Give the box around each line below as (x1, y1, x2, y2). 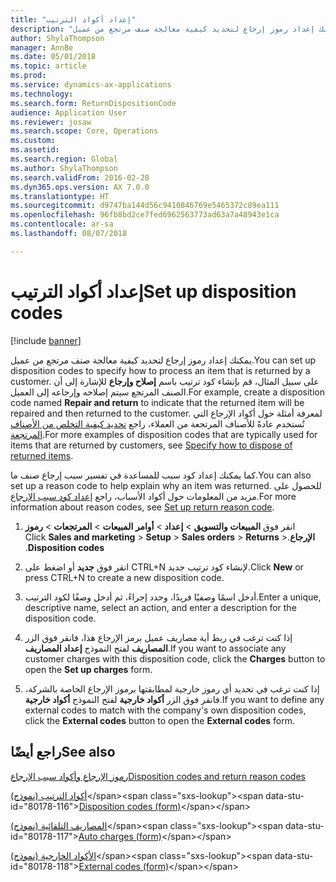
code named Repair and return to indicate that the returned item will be (10, 396, 305, 408)
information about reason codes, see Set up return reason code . (10, 501, 275, 513)
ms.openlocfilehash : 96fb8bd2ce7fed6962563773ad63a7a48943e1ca (10, 210, 280, 220)
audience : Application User (10, 107, 128, 118)
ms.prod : (10, 71, 47, 81)
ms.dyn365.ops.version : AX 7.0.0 (10, 182, 150, 192)
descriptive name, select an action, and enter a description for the (24, 601, 297, 613)
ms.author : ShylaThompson (10, 163, 118, 173)
